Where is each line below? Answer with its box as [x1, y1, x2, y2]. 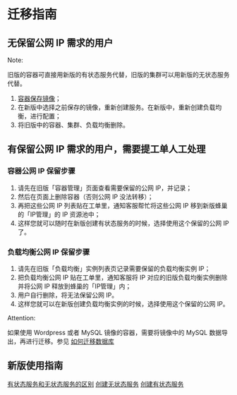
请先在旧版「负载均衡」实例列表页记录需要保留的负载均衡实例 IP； [17, 264, 211, 272]
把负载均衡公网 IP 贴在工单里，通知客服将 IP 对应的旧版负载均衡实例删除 [17, 273, 228, 281]
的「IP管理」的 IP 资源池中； [17, 209, 101, 219]
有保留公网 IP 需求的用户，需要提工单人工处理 [7, 143, 206, 155]
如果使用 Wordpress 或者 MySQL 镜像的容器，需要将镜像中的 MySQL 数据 [7, 328, 222, 336]
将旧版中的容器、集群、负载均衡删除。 [17, 121, 129, 129]
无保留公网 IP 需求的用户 [7, 37, 114, 49]
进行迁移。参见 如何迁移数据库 [25, 336, 114, 346]
